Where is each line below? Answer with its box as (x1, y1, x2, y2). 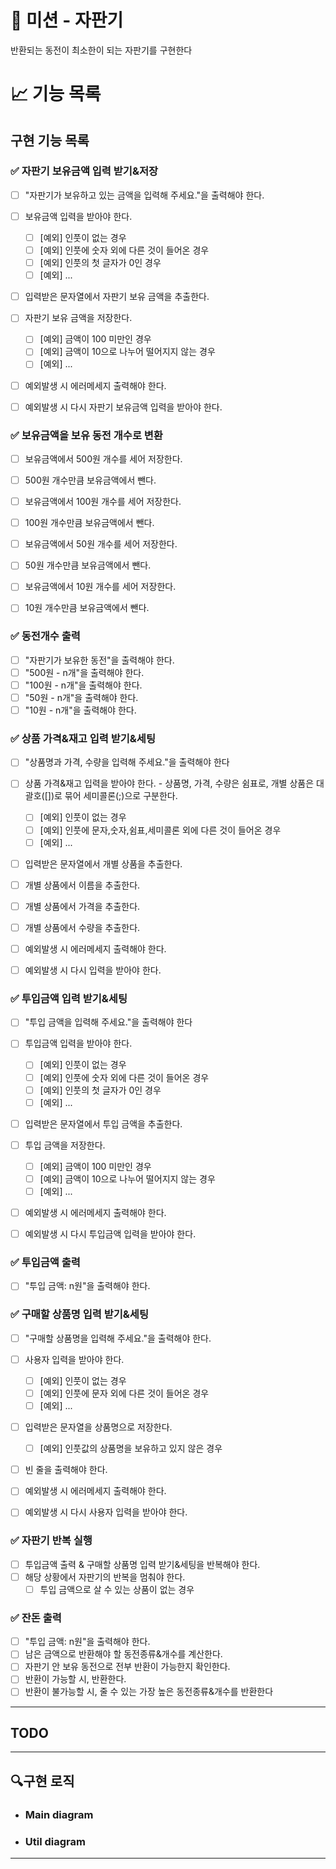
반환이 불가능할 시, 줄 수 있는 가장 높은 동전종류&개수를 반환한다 (24, 1686, 274, 1698)
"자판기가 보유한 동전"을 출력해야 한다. (24, 654, 175, 666)
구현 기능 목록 (10, 132, 90, 149)
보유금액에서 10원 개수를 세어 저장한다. (24, 581, 177, 593)
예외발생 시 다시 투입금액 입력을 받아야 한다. (24, 1228, 197, 1240)
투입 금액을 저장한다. (24, 1139, 106, 1151)
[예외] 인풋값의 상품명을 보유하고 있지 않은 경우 (39, 1442, 223, 1455)
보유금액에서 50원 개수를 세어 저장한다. (24, 538, 178, 550)
